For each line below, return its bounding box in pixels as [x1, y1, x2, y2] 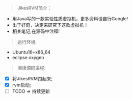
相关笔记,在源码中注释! [12, 28, 60, 34]
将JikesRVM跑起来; [12, 76, 53, 81]
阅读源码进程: [17, 65, 46, 71]
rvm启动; [12, 82, 31, 88]
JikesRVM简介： [17, 5, 52, 11]
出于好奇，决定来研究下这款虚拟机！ [12, 22, 89, 28]
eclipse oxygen [12, 55, 44, 60]
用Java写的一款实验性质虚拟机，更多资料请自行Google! [12, 16, 128, 22]
